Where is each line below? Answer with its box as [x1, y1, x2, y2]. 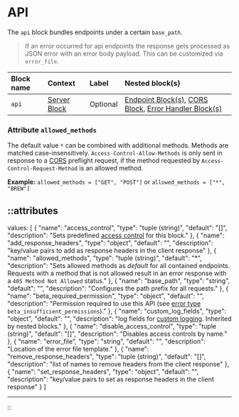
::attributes [7, 205, 58, 217]
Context [47, 78, 76, 88]
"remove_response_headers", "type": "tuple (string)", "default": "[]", [7, 352, 206, 361]
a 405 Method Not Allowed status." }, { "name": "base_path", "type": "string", [7, 277, 230, 285]
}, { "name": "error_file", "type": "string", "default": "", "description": [7, 337, 206, 346]
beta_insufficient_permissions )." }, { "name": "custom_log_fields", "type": [7, 307, 226, 316]
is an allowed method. [79, 164, 144, 173]
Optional [89, 99, 118, 109]
